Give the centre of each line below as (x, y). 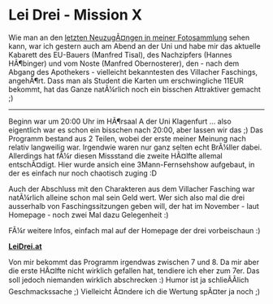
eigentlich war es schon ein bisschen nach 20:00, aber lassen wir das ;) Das (136, 130)
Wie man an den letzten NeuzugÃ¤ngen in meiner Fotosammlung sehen (129, 37)
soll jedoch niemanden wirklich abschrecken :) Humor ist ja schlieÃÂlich (129, 280)
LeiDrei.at (25, 246)
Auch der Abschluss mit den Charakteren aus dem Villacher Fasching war (132, 189)
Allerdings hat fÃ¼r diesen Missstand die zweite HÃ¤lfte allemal (115, 155)
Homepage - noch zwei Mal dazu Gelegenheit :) (89, 215)
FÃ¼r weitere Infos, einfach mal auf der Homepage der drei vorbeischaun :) (134, 230)
